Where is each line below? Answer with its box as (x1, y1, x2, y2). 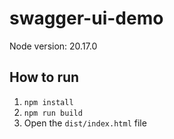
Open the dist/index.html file (23, 117, 147, 129)
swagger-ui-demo (9, 7, 164, 30)
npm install (23, 97, 74, 107)
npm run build (23, 108, 83, 118)
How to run (9, 69, 80, 86)
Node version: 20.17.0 (9, 40, 98, 52)
